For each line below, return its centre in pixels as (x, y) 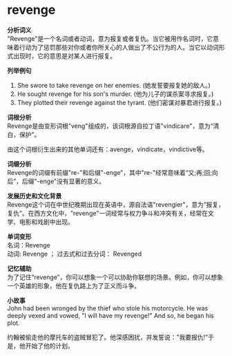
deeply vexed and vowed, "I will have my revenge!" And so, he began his (110, 315)
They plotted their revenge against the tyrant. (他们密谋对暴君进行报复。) (119, 102)
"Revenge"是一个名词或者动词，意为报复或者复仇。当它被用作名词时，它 (110, 38)
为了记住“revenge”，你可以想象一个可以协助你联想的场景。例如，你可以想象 (115, 277)
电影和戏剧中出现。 (46, 222)
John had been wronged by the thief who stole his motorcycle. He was (108, 308)
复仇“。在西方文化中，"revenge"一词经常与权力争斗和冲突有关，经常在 (108, 213)
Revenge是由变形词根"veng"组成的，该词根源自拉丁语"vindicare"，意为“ (110, 126)
